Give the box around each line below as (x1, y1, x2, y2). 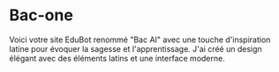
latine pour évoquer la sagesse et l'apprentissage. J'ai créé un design (9, 43, 262, 54)
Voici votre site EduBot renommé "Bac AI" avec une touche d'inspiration (9, 34, 271, 45)
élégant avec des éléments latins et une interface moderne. (9, 53, 225, 63)
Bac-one (9, 5, 73, 25)
